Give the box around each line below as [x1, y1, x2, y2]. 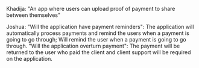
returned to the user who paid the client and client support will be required [6, 49, 191, 56]
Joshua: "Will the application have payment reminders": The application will [6, 23, 194, 30]
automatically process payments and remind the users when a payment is [6, 29, 190, 37]
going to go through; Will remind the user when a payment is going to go [6, 36, 186, 43]
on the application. [6, 55, 53, 62]
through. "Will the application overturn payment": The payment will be [6, 42, 180, 49]
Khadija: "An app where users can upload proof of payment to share [6, 5, 175, 12]
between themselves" [6, 11, 61, 19]
